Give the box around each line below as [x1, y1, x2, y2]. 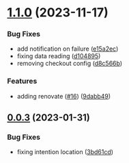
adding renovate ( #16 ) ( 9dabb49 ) [16, 92, 111, 100]
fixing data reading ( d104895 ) [16, 52, 101, 60]
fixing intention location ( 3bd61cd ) [16, 148, 114, 156]
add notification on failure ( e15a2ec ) [16, 45, 119, 53]
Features [7, 77, 38, 86]
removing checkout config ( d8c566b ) [16, 60, 123, 68]
